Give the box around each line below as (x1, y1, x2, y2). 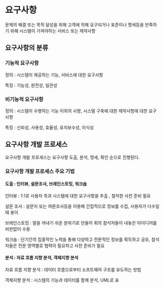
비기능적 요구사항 (5, 96, 44, 102)
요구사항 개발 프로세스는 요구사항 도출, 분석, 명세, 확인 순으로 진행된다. (5, 154, 140, 160)
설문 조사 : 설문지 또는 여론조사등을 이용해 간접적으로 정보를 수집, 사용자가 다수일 (5, 203, 160, 209)
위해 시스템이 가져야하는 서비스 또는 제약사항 (10, 28, 96, 33)
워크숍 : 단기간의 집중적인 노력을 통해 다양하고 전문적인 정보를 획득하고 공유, (5, 236, 151, 242)
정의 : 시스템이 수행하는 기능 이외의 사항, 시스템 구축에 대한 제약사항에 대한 (5, 108, 148, 114)
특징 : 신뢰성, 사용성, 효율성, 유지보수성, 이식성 (5, 124, 94, 130)
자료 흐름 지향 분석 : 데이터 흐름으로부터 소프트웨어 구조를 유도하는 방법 (5, 267, 141, 273)
